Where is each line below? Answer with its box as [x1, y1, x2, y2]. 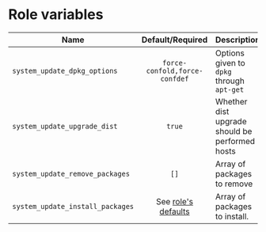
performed [215, 135, 256, 146]
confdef [160, 74, 189, 83]
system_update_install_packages [12, 202, 135, 211]
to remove [215, 178, 253, 189]
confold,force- [146, 66, 203, 75]
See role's [155, 196, 194, 207]
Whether [215, 96, 248, 107]
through [215, 75, 245, 86]
